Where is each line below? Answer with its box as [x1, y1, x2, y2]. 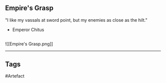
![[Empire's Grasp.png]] [5, 41, 53, 47]
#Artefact [5, 73, 25, 79]
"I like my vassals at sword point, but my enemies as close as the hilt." [5, 17, 148, 23]
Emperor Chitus [12, 27, 44, 33]
